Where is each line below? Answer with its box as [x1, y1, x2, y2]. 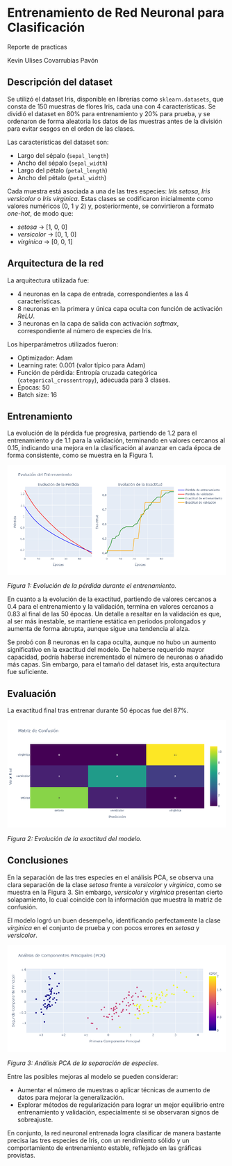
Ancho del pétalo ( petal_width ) [17, 173, 107, 182]
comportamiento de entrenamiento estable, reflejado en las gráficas [7, 1144, 202, 1152]
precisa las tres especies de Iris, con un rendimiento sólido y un [7, 1136, 190, 1145]
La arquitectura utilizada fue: [7, 276, 90, 285]
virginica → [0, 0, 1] [17, 237, 73, 246]
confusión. [7, 902, 38, 911]
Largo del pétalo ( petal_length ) [17, 166, 108, 175]
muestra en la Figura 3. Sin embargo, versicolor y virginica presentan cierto [7, 888, 224, 896]
